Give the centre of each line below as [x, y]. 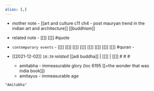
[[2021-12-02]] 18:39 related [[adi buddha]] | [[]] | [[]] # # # [71, 56]
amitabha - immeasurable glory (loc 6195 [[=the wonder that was [84, 65]
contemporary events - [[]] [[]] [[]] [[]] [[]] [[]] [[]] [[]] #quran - [73, 47]
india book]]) [32, 71]
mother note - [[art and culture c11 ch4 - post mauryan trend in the [78, 23]
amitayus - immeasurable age [49, 76]
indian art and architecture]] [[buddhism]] [54, 28]
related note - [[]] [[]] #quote [41, 38]
